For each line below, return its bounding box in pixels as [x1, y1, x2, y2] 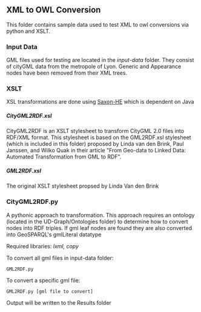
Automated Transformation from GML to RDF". [6, 153, 122, 160]
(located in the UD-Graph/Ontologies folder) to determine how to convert [6, 218, 189, 225]
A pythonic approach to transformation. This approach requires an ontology [6, 211, 195, 219]
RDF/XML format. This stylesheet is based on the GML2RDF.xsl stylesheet [6, 134, 192, 141]
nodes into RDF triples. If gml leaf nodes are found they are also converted [6, 224, 193, 231]
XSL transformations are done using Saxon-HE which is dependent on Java [6, 98, 194, 106]
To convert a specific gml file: [6, 276, 81, 284]
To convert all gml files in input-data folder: [6, 254, 114, 262]
